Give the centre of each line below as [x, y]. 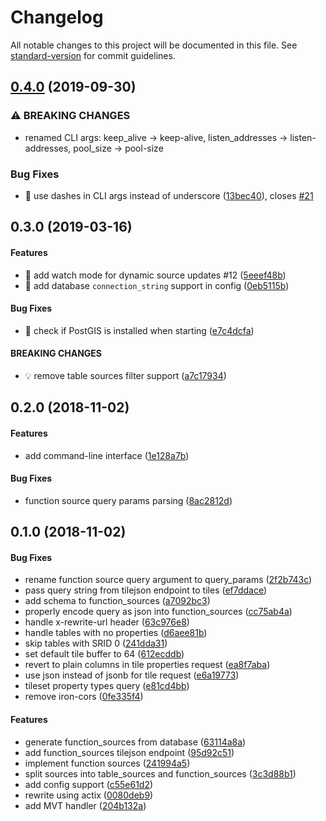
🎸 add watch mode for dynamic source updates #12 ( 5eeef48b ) [155, 275]
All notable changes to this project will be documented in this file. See [154, 45]
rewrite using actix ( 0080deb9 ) [89, 795]
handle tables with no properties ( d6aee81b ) [116, 633]
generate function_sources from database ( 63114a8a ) [135, 742]
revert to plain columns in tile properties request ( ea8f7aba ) [147, 665]
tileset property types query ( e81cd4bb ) [107, 686]
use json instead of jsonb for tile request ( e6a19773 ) [132, 675]
